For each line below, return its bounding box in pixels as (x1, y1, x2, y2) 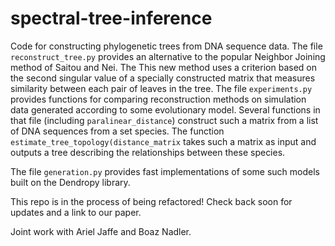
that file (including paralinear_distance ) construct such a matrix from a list (10, 114, 319, 126)
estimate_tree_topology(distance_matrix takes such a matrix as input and (10, 135, 317, 147)
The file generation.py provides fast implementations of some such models (10, 165, 320, 177)
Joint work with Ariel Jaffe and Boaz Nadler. (10, 225, 192, 237)
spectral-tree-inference (10, 7, 213, 30)
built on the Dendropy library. (10, 176, 131, 188)
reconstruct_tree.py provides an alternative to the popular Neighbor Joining (10, 50, 326, 62)
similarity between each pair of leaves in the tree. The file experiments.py (10, 82, 313, 94)
